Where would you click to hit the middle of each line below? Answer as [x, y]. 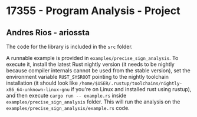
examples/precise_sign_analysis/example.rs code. [68, 108]
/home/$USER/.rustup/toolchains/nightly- [131, 83]
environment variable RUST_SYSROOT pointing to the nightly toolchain [88, 77]
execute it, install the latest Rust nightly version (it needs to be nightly [91, 64]
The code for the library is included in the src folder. [69, 46]
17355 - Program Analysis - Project [93, 11]
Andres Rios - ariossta [48, 33]
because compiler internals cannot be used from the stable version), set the [98, 71]
